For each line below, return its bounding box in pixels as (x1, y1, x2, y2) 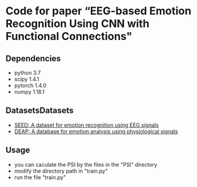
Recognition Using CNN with (5, 17, 150, 30)
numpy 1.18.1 (14, 88, 45, 95)
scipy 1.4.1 (14, 76, 39, 82)
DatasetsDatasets (5, 106, 74, 116)
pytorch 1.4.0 (14, 82, 47, 89)
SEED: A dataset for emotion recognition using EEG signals (14, 121, 159, 128)
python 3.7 (14, 69, 41, 76)
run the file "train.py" (14, 173, 66, 180)
